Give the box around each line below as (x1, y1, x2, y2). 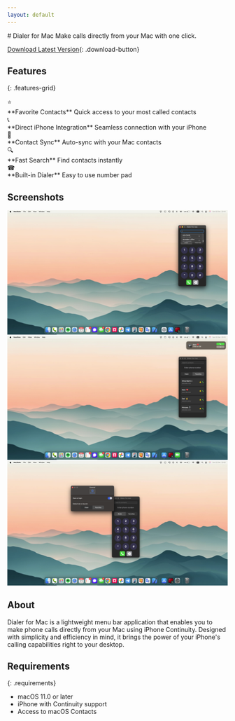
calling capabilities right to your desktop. (7, 640, 124, 648)
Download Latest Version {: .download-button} (7, 45, 140, 53)
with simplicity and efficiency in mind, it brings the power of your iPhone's (7, 633, 221, 641)
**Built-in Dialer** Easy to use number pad (7, 171, 132, 179)
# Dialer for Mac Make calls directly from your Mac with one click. (7, 32, 197, 40)
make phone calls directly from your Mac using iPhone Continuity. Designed (7, 625, 226, 633)
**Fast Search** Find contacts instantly (7, 156, 123, 165)
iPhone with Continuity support (17, 700, 107, 708)
